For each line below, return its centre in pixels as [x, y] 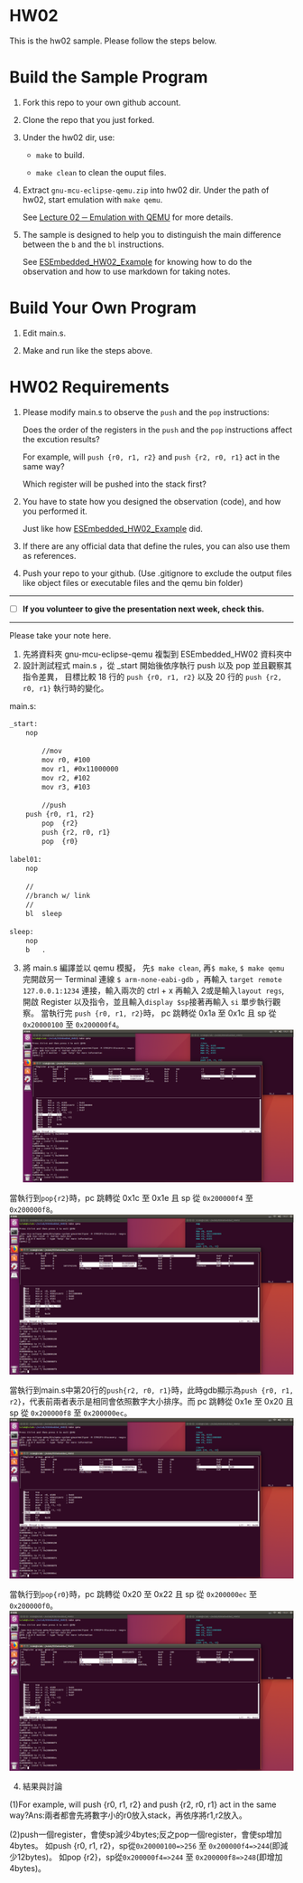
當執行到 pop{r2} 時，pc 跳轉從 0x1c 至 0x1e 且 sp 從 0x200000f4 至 [132, 1197]
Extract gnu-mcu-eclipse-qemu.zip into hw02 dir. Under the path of [146, 190]
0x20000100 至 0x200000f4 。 [73, 1024]
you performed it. [55, 511]
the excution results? [61, 439]
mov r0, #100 [66, 760]
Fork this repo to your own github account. [101, 102]
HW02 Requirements [89, 387]
